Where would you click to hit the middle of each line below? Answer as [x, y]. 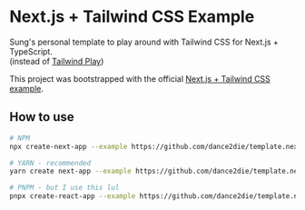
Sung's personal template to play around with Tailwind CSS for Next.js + [144, 42]
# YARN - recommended [50, 163]
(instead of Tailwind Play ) [57, 61]
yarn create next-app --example [70, 171]
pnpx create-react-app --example [73, 196]
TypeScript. [31, 51]
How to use [42, 117]
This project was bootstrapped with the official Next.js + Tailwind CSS [140, 78]
